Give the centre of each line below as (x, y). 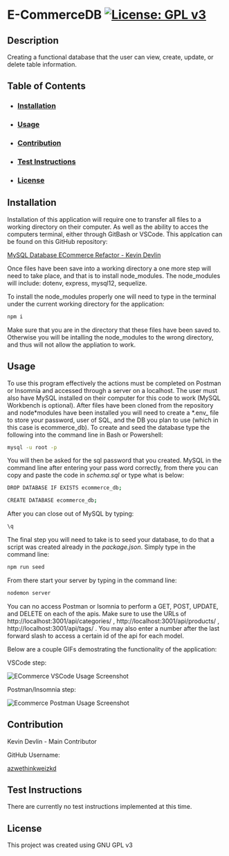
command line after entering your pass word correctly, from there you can (113, 468)
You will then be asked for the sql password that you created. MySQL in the (114, 460)
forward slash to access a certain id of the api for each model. (96, 636)
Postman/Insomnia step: (42, 689)
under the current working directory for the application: (86, 304)
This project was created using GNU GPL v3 (70, 845)
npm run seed (26, 567)
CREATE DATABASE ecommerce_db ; (52, 500)
